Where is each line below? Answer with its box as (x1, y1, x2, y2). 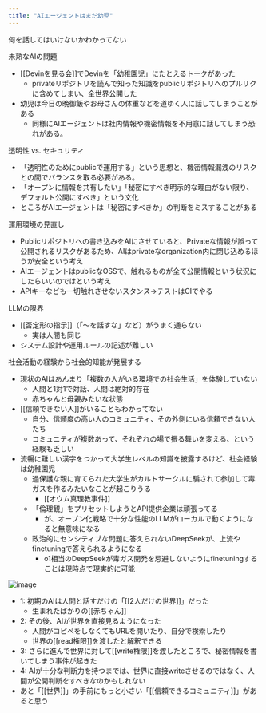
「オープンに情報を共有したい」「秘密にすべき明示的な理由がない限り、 (19, 182, 254, 192)
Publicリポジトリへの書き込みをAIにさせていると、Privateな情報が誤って (19, 236, 259, 246)
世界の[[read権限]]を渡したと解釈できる (31, 636, 162, 645)
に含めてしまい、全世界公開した (31, 89, 137, 98)
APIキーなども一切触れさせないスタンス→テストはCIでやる (19, 286, 213, 295)
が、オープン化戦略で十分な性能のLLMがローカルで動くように (43, 513, 247, 523)
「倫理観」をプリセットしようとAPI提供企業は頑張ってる (31, 504, 218, 513)
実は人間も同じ (31, 330, 81, 339)
